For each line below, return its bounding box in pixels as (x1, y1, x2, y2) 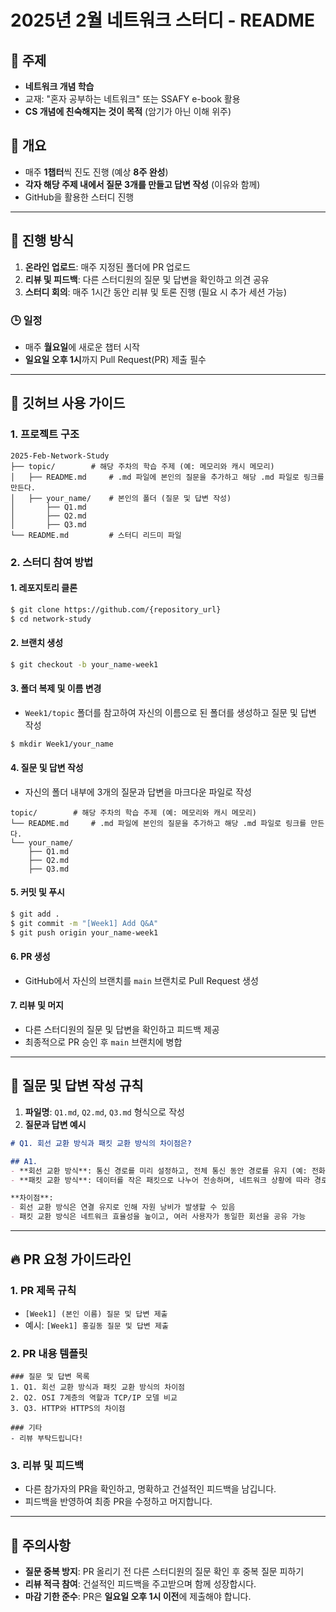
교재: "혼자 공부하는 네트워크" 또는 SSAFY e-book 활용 (24, 93, 241, 105)
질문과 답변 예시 (24, 1118, 87, 1130)
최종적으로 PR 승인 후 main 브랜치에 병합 (24, 1036, 183, 1048)
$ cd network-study (10, 614, 92, 624)
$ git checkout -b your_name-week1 (10, 659, 159, 670)
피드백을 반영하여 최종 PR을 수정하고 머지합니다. (24, 1496, 213, 1508)
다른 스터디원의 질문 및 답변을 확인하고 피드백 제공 (24, 1024, 220, 1036)
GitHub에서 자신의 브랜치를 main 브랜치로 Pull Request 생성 (24, 974, 259, 986)
